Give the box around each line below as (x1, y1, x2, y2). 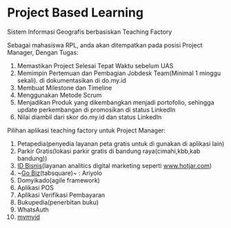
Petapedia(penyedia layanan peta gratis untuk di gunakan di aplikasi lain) (17, 139, 225, 147)
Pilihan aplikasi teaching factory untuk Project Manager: (7, 126, 166, 134)
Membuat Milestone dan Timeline (17, 83, 112, 92)
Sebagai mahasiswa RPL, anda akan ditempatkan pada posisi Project (7, 41, 203, 49)
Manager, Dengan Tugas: (7, 48, 79, 56)
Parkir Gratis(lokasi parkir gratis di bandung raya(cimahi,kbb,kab (17, 147, 201, 155)
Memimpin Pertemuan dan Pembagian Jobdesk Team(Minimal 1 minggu (17, 69, 221, 77)
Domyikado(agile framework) (17, 176, 100, 184)
